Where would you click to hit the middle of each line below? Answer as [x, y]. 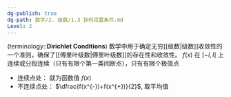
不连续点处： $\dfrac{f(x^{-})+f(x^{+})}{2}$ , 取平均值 [93, 87]
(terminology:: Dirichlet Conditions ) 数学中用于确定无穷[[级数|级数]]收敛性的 [115, 46]
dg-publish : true [32, 13]
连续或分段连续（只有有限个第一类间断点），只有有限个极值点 [93, 64]
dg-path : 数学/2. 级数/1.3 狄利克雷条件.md [66, 20]
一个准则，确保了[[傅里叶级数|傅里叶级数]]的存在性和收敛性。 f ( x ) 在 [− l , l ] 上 [115, 55]
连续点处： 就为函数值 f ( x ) [54, 78]
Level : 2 [20, 26]
